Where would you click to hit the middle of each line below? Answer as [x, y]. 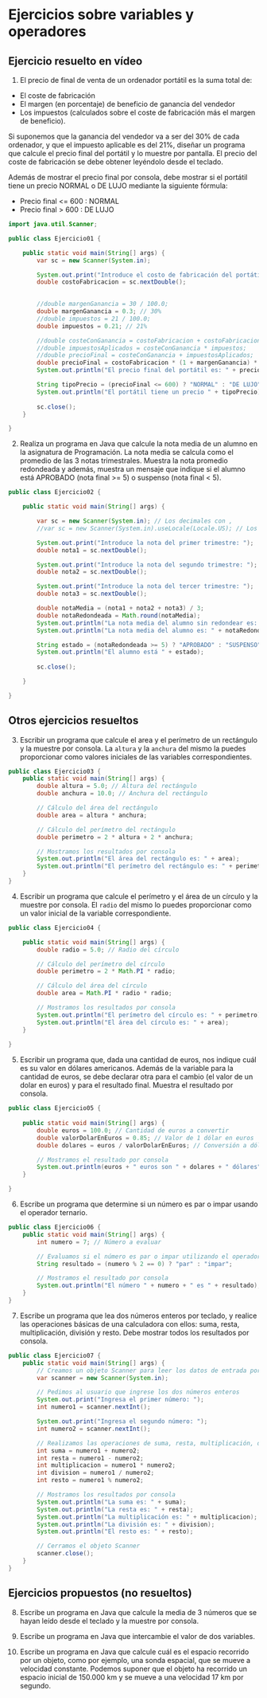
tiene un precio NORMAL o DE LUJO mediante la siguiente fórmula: [118, 186]
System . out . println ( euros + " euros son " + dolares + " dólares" [149, 1167]
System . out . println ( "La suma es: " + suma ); [112, 1502]
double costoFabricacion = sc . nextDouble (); [112, 282]
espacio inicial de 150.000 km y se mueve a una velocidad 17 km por [132, 1677]
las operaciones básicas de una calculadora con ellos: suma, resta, [130, 1323]
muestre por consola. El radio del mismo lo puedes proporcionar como [135, 904]
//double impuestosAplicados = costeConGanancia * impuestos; [142, 348]
